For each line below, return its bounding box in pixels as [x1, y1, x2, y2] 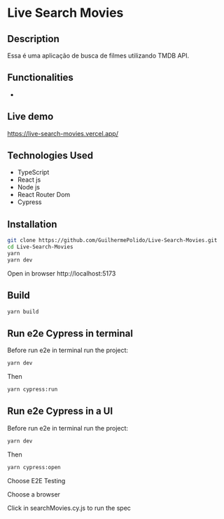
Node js [17, 183, 41, 191]
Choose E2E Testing [7, 476, 66, 485]
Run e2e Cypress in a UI [7, 405, 113, 417]
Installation [7, 218, 57, 230]
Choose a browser [7, 490, 61, 499]
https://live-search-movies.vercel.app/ [7, 129, 119, 137]
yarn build [7, 308, 39, 315]
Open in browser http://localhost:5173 [7, 269, 116, 278]
